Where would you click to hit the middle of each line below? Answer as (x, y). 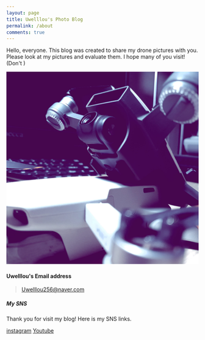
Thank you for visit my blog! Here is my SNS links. (69, 319)
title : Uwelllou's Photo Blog (45, 19)
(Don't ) (16, 63)
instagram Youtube (30, 331)
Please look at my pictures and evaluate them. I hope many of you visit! (96, 57)
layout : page (23, 13)
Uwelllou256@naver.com (53, 289)
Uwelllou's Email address (39, 276)
